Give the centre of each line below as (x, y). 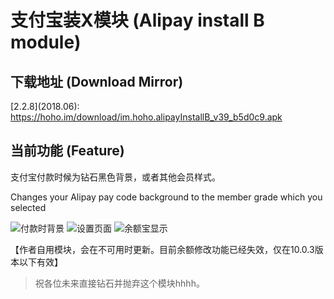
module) (46, 42)
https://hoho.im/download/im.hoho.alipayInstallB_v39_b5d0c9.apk (146, 117)
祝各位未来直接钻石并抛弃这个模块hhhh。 (119, 283)
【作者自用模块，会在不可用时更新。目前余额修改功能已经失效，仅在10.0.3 (162, 249)
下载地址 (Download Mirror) (97, 81)
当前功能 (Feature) (67, 151)
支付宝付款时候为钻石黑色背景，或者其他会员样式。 (115, 177)
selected (28, 207)
